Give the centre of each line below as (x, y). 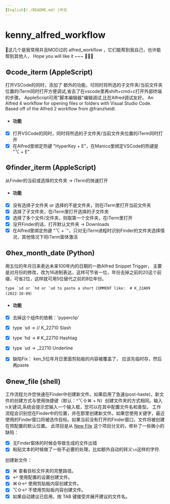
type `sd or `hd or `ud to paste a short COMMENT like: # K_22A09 (78, 288)
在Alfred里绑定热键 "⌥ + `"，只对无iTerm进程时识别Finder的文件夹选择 (86, 230)
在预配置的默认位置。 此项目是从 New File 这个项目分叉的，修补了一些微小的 (85, 426)
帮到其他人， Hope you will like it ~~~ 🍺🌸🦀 (49, 56)
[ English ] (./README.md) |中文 (36, 10)
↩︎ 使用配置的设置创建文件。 (42, 477)
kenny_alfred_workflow (55, 35)
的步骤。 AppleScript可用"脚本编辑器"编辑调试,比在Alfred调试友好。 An (79, 98)
